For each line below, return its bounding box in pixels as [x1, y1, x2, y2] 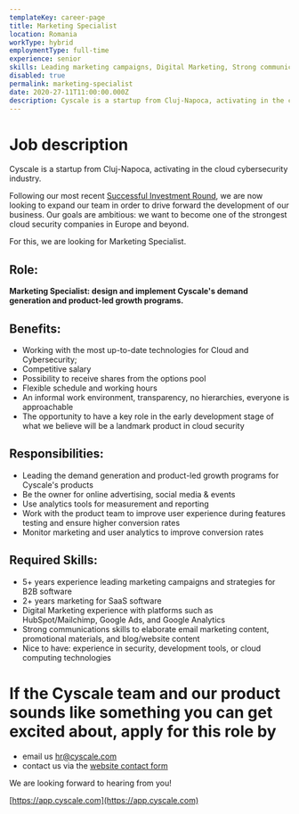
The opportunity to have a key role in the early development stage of [21, 411, 274, 422]
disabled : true [9, 71, 66, 80]
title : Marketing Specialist [9, 21, 117, 30]
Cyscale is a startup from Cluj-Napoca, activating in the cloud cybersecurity [9, 164, 288, 175]
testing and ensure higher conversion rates [21, 517, 181, 528]
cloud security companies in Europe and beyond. [9, 219, 190, 230]
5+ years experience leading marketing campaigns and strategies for [21, 576, 276, 587]
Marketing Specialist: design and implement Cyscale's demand [9, 286, 249, 297]
